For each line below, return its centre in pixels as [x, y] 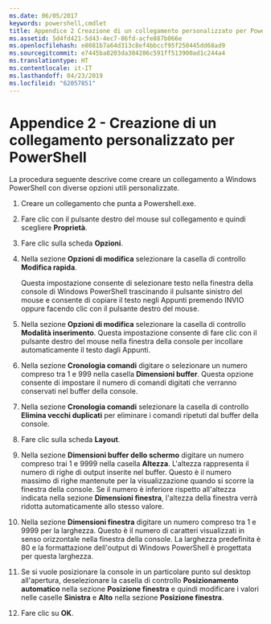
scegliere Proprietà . [54, 228]
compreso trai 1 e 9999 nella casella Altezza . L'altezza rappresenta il [135, 464]
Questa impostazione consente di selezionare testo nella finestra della [137, 283]
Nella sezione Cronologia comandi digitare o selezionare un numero [134, 366]
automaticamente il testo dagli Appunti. [86, 350]
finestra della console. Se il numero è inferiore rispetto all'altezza [128, 490]
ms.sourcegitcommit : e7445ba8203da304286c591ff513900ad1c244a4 [117, 53]
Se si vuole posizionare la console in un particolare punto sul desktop [136, 572]
